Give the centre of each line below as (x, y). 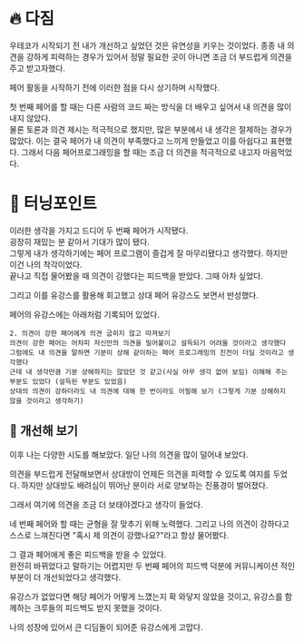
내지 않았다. (30, 118)
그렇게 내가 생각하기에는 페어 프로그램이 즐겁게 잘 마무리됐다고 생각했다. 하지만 (149, 253)
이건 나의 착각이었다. (46, 264)
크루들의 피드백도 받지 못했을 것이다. (98, 607)
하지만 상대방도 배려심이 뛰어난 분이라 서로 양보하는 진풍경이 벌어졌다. (145, 485)
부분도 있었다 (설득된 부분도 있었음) (69, 381)
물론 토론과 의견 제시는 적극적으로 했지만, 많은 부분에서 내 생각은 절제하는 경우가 (151, 129)
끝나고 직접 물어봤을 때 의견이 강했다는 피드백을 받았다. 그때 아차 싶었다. (136, 276)
